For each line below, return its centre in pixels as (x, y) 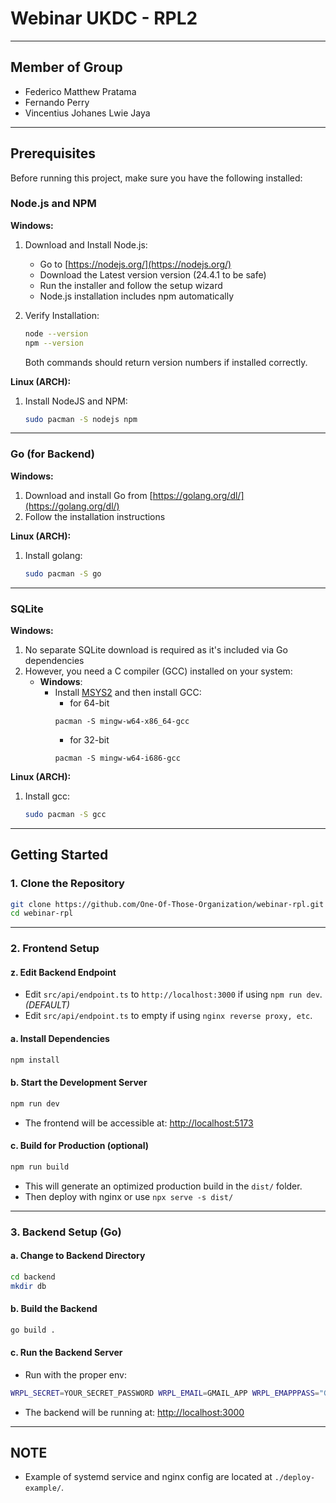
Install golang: (53, 555)
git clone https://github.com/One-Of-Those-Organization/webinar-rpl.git (167, 904)
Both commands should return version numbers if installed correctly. (166, 362)
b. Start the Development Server (79, 1083)
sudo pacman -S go (63, 573)
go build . (33, 1330)
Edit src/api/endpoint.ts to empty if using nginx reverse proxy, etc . (168, 1016)
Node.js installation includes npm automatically (137, 296)
